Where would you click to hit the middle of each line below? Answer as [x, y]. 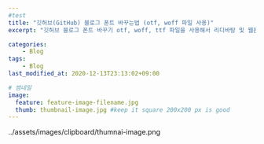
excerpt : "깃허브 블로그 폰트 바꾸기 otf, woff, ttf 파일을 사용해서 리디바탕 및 [126, 30]
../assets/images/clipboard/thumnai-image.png [84, 132]
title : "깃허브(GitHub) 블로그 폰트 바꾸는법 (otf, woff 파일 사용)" [111, 23]
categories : [27, 44]
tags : [17, 59]
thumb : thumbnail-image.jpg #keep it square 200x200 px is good [123, 110]
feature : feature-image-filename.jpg [77, 102]
